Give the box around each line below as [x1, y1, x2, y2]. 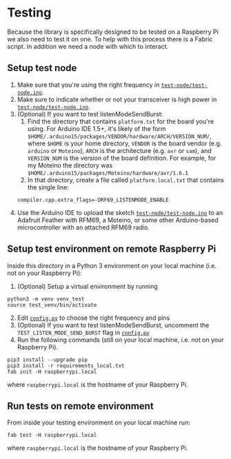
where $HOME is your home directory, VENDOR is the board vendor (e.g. [27, 139, 222, 147]
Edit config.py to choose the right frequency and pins [17, 314, 170, 322]
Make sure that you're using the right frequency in [17, 81, 160, 89]
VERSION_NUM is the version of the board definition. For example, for [27, 154, 217, 162]
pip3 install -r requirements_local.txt [7, 362, 125, 369]
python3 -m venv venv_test [7, 295, 85, 303]
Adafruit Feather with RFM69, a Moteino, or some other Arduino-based [17, 216, 219, 224]
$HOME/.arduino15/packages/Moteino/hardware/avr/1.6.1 [27, 170, 188, 176]
